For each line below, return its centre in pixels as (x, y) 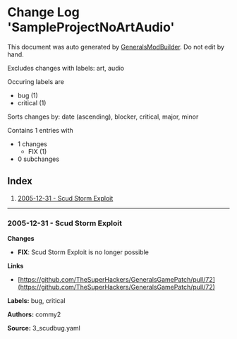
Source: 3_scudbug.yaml (44, 328)
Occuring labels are (36, 81)
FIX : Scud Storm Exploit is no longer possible (83, 252)
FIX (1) (37, 151)
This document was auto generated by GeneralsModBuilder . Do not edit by (116, 47)
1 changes (32, 144)
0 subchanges (38, 159)
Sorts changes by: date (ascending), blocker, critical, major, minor (103, 117)
